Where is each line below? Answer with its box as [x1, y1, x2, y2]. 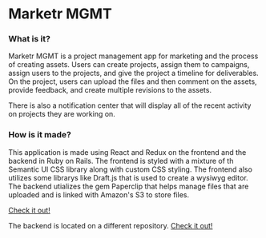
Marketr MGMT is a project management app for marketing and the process [8, 51, 259, 61]
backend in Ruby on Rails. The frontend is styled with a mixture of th [8, 156, 234, 165]
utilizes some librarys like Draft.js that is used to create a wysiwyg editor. [8, 173, 248, 182]
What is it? [8, 34, 50, 45]
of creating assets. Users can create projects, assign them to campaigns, [8, 60, 250, 69]
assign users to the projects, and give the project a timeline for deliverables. [8, 69, 259, 78]
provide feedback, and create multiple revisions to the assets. [8, 85, 212, 95]
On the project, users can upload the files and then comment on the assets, [8, 77, 258, 86]
